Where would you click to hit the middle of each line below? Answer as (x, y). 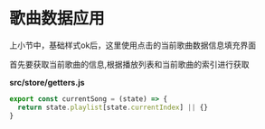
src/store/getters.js (47, 82)
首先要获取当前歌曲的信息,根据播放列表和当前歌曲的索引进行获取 (130, 64)
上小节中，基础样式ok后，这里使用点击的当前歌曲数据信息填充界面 (133, 45)
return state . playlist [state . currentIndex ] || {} (113, 107)
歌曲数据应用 (57, 18)
